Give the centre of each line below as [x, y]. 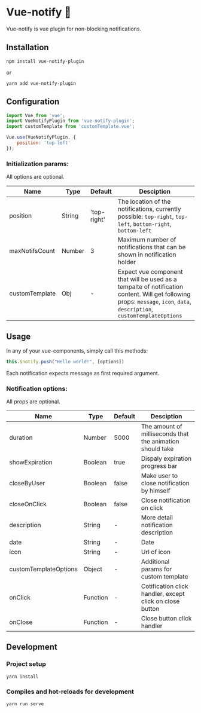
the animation [160, 442]
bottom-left [135, 231]
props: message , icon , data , [154, 302]
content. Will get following [154, 294]
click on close [160, 601]
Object [93, 569]
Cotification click [165, 586]
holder [127, 262]
